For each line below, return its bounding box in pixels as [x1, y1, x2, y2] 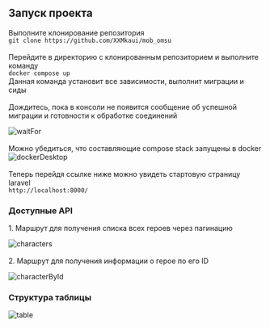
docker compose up [8, 69, 70, 78]
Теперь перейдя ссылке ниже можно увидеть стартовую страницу [8, 169, 241, 178]
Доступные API [8, 205, 73, 216]
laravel [8, 178, 31, 187]
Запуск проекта [8, 6, 93, 20]
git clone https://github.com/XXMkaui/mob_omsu [8, 36, 172, 44]
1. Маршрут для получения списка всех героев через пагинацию [8, 224, 233, 233]
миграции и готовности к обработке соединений [8, 111, 178, 120]
